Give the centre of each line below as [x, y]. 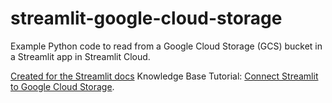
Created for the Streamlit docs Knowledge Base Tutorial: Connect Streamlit [164, 76]
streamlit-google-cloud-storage [146, 18]
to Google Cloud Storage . [62, 86]
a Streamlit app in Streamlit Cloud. [80, 56]
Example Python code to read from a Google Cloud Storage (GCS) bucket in [166, 46]
